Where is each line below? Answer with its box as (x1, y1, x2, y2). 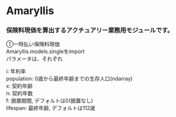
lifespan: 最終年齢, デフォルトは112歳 (6, 105, 95, 112)
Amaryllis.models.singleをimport (6, 48, 85, 55)
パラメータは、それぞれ (6, 55, 63, 62)
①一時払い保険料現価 (6, 41, 60, 48)
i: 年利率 (6, 68, 26, 75)
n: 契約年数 (6, 90, 34, 97)
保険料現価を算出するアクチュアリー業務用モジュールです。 (6, 26, 174, 35)
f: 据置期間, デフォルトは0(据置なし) (6, 97, 94, 104)
